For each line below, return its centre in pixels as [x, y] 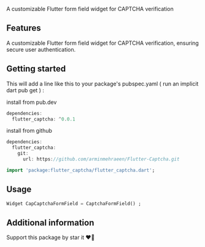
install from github [29, 131]
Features [24, 28]
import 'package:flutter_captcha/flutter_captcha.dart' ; [81, 170]
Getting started [36, 69]
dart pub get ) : [25, 90]
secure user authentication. [41, 49]
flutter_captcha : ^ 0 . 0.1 [44, 119]
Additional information [50, 223]
